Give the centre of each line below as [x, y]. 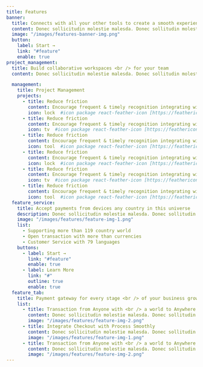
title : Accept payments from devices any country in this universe [104, 208]
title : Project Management [51, 90]
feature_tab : [28, 293]
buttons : [28, 248]
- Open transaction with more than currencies [82, 236]
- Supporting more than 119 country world [76, 231]
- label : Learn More [48, 270]
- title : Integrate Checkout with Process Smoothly [89, 326]
